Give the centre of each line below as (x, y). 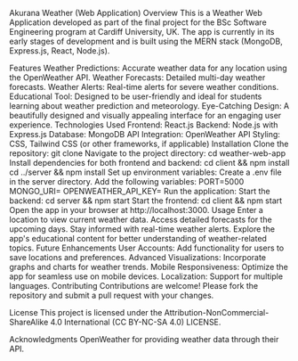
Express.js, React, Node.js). (60, 51)
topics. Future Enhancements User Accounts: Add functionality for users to (147, 248)
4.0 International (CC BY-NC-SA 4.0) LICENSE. (136, 322)
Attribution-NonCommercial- (217, 312)
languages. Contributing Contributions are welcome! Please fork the (134, 286)
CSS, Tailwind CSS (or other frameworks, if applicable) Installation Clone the (149, 144)
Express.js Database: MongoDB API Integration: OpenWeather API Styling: (145, 134)
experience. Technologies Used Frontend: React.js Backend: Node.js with (144, 125)
